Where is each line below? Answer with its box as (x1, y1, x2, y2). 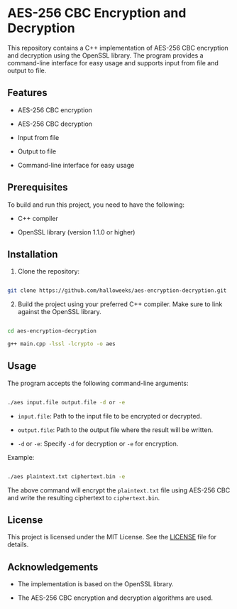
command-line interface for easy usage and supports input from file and (7, 58, 219, 67)
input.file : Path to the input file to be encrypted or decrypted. (17, 411, 202, 420)
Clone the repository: (17, 267, 80, 276)
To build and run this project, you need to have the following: (7, 200, 184, 209)
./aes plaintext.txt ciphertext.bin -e (7, 473, 126, 480)
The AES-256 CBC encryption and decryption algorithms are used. (17, 593, 213, 602)
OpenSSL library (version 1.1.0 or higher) (17, 227, 136, 236)
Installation (7, 248, 58, 260)
